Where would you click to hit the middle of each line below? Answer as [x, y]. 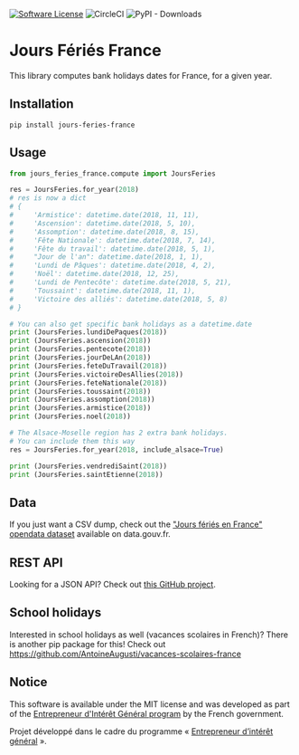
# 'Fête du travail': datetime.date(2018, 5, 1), [113, 249]
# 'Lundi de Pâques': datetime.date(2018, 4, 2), [113, 266]
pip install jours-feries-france [72, 125]
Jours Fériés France [85, 51]
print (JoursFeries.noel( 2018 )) [70, 416]
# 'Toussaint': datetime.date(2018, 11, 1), [103, 291]
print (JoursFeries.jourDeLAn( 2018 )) [80, 358]
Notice [28, 682]
